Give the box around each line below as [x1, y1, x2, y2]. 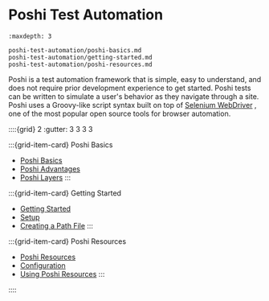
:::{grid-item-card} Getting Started [8, 188, 122, 198]
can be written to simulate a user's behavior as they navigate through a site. [8, 91, 259, 101]
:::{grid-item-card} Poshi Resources [8, 236, 127, 246]
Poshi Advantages [19, 163, 80, 174]
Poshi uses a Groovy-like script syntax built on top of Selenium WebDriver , [8, 100, 257, 109]
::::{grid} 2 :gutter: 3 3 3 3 [8, 124, 94, 134]
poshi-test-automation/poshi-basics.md [8, 46, 142, 54]
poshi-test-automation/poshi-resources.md [8, 60, 153, 68]
